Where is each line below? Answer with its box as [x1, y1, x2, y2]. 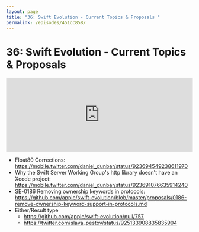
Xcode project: [14, 175, 52, 182]
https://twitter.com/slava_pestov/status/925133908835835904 [23, 220, 178, 227]
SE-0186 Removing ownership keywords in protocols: [14, 188, 146, 195]
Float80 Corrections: [14, 156, 66, 163]
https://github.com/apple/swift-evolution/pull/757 [23, 213, 144, 220]
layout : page [6, 8, 38, 15]
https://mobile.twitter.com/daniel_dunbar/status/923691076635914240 [14, 182, 188, 189]
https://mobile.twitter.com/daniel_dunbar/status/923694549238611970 [14, 163, 188, 170]
